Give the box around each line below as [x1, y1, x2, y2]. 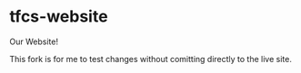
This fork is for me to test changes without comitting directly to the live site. [9, 53, 293, 64]
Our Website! [9, 36, 59, 47]
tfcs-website [9, 6, 108, 27]
